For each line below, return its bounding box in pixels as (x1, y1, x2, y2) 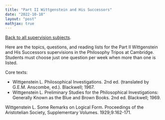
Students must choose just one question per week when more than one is (5, 55, 156, 61)
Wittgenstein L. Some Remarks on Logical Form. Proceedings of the (5, 104, 144, 110)
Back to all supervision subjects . (5, 35, 72, 40)
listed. (5, 60, 18, 66)
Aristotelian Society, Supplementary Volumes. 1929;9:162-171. (5, 110, 132, 116)
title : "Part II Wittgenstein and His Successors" (5, 7, 112, 12)
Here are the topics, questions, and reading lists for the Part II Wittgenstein (5, 44, 158, 50)
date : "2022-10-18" (5, 12, 46, 17)
